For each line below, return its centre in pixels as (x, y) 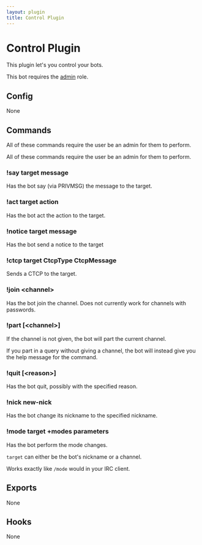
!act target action (33, 202)
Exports (22, 488)
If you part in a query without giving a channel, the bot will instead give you (101, 351)
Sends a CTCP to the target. (42, 274)
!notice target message (42, 231)
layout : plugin (26, 12)
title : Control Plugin (35, 18)
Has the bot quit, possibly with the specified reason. (72, 386)
